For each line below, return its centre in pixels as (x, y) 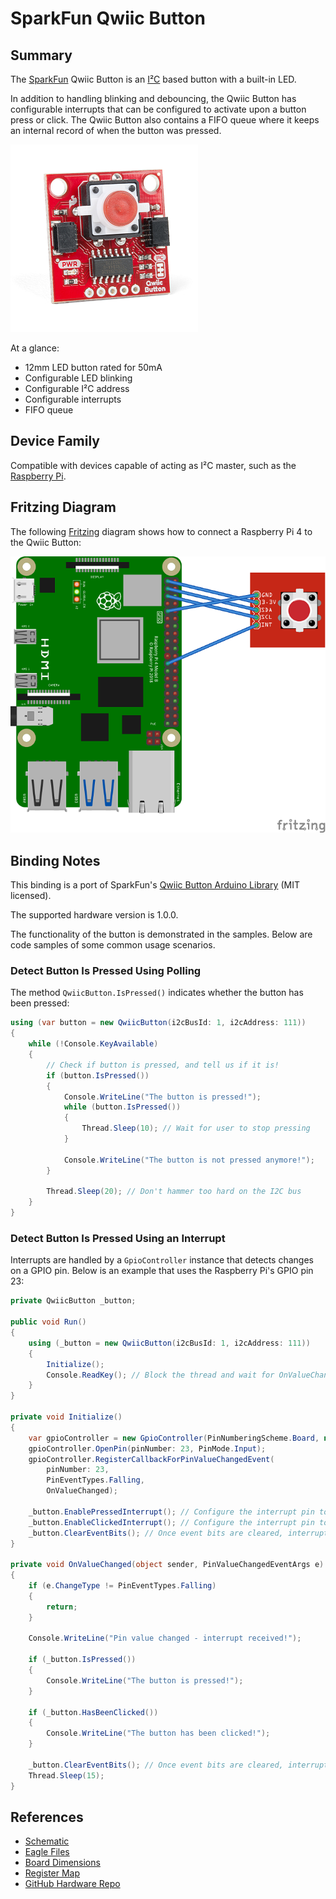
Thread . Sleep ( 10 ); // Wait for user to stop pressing (196, 1128)
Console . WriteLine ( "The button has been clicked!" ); (158, 1733)
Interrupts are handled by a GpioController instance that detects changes (162, 1260)
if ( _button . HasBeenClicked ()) (93, 1712)
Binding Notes (55, 860)
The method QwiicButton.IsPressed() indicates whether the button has (157, 993)
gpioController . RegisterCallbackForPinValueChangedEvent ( (151, 1459)
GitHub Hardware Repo (72, 1884)
